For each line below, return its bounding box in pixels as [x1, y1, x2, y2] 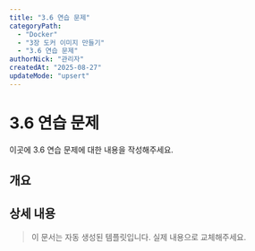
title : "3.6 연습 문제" [9, 13, 91, 22]
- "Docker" [17, 30, 58, 39]
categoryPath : [9, 22, 63, 30]
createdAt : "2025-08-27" [9, 64, 102, 73]
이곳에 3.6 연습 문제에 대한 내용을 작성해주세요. [9, 144, 174, 155]
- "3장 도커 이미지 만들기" [17, 38, 106, 48]
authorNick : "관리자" [9, 55, 85, 64]
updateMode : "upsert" [9, 72, 90, 81]
